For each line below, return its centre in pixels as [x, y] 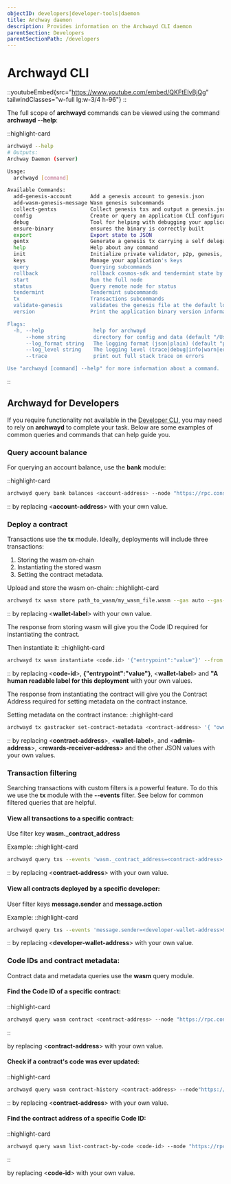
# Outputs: [23, 152]
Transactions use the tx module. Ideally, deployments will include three [108, 539]
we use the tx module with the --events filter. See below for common [106, 795]
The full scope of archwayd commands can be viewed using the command [113, 113]
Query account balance [47, 452]
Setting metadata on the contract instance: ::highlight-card [90, 715]
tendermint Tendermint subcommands [86, 293]
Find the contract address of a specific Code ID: [77, 1119]
